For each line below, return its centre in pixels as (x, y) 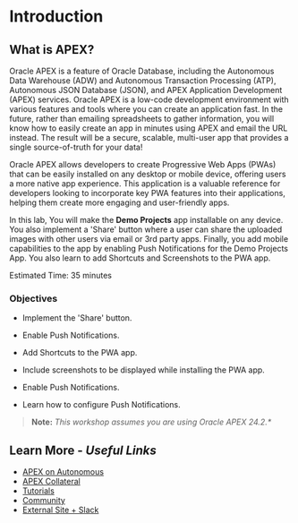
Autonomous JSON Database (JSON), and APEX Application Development (146, 90)
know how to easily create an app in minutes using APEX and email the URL (149, 128)
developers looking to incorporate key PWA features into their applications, (148, 193)
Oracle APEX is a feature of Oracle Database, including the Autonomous (142, 71)
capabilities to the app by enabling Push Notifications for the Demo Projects (149, 249)
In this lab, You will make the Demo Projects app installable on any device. (146, 220)
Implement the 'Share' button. (77, 318)
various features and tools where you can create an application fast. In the (146, 109)
